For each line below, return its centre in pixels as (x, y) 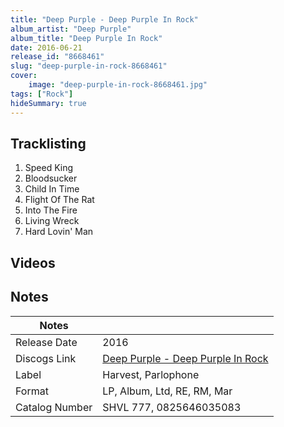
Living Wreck (52, 221)
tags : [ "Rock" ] (42, 94)
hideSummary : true (48, 103)
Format (32, 391)
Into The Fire (51, 210)
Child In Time (52, 189)
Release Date (46, 342)
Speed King (49, 168)
